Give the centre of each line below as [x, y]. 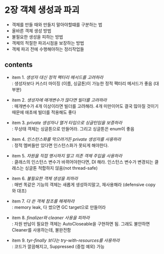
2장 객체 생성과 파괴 [42, 10]
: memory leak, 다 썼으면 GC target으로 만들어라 [59, 207]
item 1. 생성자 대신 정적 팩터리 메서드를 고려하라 [57, 77]
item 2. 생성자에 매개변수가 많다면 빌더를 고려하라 [59, 100]
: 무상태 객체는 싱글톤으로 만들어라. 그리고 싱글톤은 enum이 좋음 [73, 128]
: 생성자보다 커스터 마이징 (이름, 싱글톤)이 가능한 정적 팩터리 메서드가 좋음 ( [83, 83]
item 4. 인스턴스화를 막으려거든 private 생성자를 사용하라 [66, 139]
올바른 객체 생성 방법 [31, 30]
